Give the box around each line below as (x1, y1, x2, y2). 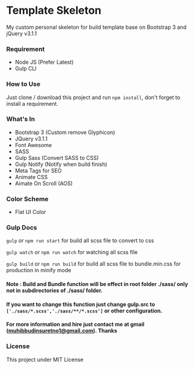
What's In (6, 115, 35, 123)
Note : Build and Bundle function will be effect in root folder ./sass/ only (6, 281, 188, 288)
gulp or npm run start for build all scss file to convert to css (6, 237, 154, 244)
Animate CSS (14, 173, 48, 180)
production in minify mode (6, 267, 71, 274)
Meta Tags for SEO (14, 166, 62, 174)
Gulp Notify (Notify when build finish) (14, 160, 108, 168)
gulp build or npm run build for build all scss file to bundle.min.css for (6, 260, 181, 267)
